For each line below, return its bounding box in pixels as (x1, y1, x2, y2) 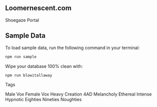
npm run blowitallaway (5, 73, 52, 78)
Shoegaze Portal (5, 17, 39, 23)
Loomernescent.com (5, 4, 72, 12)
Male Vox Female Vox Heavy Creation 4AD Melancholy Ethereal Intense (5, 91, 152, 97)
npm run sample (5, 54, 37, 59)
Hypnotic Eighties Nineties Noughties (5, 97, 82, 103)
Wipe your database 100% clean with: (5, 63, 83, 69)
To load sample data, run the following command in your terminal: (5, 45, 140, 51)
